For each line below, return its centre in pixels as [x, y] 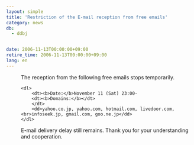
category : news [25, 22]
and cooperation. [42, 136]
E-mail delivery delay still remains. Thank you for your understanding [105, 130]
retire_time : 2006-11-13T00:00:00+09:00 [57, 55]
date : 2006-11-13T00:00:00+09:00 [47, 50]
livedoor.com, [157, 109]
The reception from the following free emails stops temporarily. [98, 77]
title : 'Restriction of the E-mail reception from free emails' [87, 17]
